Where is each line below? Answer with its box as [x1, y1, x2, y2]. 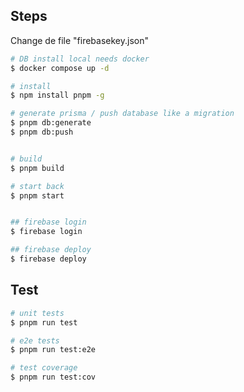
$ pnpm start [10, 190, 65, 201]
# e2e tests [10, 335, 60, 346]
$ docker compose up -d [10, 63, 110, 73]
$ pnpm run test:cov [10, 372, 97, 383]
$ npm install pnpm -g [10, 90, 105, 101]
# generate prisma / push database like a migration [10, 109, 235, 119]
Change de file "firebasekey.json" [10, 34, 149, 46]
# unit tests [10, 308, 65, 318]
